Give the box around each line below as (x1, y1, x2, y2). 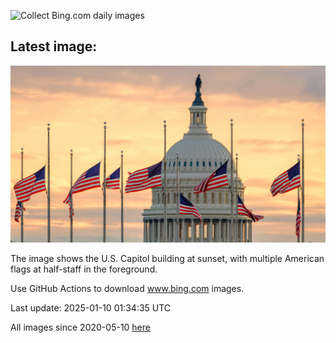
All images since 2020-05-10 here (10, 321, 151, 334)
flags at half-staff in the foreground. (10, 263, 158, 275)
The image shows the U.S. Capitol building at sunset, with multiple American (10, 253, 325, 265)
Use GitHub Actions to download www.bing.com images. (10, 283, 245, 295)
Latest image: (10, 38, 98, 55)
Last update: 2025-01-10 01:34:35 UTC (10, 302, 172, 314)
